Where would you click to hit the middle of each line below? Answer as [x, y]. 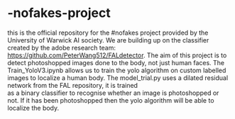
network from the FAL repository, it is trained [73, 85]
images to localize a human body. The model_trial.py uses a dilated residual [118, 78]
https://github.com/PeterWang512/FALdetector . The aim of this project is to [117, 55]
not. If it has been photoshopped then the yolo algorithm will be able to [111, 100]
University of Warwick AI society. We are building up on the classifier [108, 40]
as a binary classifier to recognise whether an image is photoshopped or [113, 93]
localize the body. [33, 108]
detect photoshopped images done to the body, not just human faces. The [116, 62]
